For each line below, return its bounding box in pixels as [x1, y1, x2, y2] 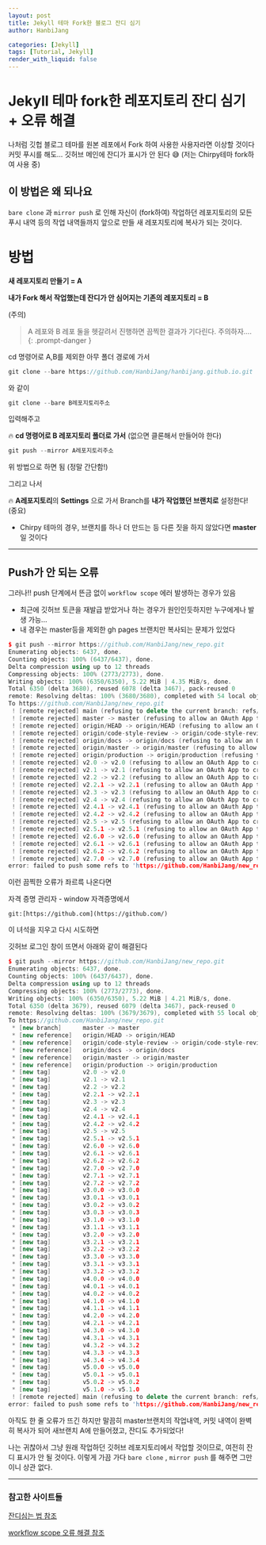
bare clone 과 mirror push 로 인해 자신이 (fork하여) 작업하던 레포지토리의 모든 [8, 207, 253, 217]
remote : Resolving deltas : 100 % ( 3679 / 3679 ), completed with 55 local [8, 1009, 246, 1017]
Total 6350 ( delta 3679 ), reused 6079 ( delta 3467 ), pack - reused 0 [8, 1001, 236, 1010]
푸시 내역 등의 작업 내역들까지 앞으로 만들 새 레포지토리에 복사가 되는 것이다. [8, 217, 243, 227]
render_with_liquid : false [8, 56, 97, 63]
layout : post [8, 11, 51, 20]
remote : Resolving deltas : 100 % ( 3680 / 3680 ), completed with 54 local [8, 692, 246, 701]
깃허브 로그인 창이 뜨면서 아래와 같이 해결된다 [8, 942, 148, 951]
